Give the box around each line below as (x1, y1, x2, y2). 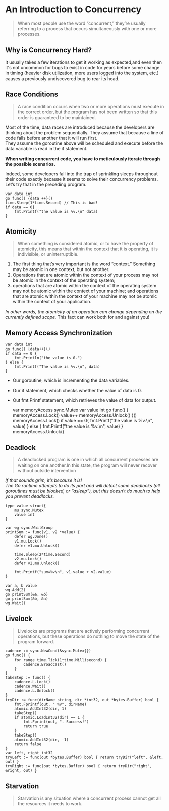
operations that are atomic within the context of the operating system (12, 283, 157, 289)
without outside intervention (17, 468, 76, 473)
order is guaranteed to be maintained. (17, 114, 96, 120)
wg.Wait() (5, 601, 26, 606)
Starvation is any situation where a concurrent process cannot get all (17, 795, 161, 801)
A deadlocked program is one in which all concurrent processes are (17, 457, 159, 462)
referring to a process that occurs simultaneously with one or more (17, 25, 157, 31)
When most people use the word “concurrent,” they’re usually (17, 20, 146, 26)
